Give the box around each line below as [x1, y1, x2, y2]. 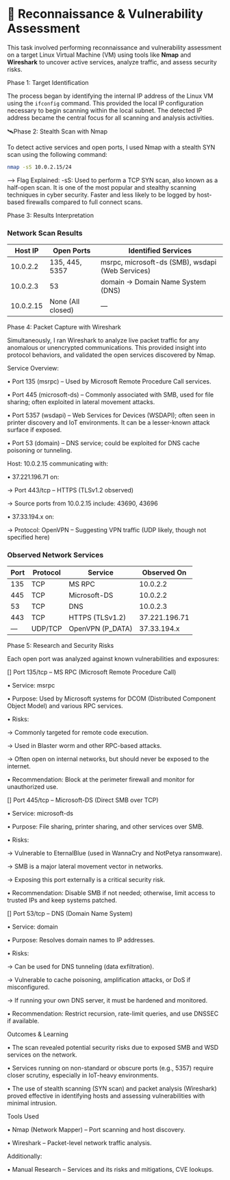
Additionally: [7, 1152, 42, 1160]
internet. [7, 762, 31, 770]
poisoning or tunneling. [7, 447, 73, 455]
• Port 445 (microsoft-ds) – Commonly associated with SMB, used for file [7, 390, 214, 399]
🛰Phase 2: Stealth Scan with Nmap [7, 127, 108, 136]
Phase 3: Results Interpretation [7, 211, 94, 219]
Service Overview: [7, 364, 60, 373]
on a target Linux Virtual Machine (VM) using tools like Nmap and [7, 51, 192, 59]
